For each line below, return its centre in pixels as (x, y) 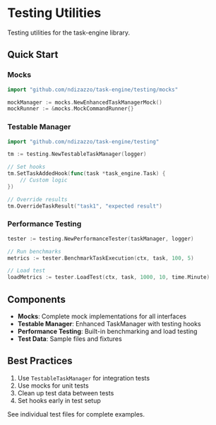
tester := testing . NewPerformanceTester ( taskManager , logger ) (101, 239)
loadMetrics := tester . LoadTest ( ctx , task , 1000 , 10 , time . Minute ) (109, 277)
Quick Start (33, 55)
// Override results (38, 199)
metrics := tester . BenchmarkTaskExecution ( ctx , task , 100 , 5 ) (101, 258)
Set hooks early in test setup (59, 400)
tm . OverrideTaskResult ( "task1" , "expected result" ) (85, 206)
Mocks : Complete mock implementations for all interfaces (102, 316)
